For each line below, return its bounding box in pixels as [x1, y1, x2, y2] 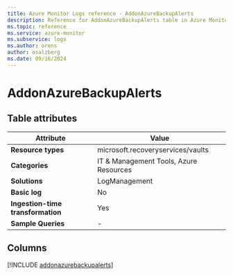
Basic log [10, 187, 42, 197]
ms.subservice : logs [7, 36, 67, 43]
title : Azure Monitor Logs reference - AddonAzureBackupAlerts [7, 10, 194, 17]
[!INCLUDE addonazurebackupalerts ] [7, 261, 114, 269]
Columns [7, 242, 47, 254]
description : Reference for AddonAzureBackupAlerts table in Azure [7, 17, 207, 24]
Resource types [10, 145, 64, 155]
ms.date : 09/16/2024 [7, 55, 67, 62]
